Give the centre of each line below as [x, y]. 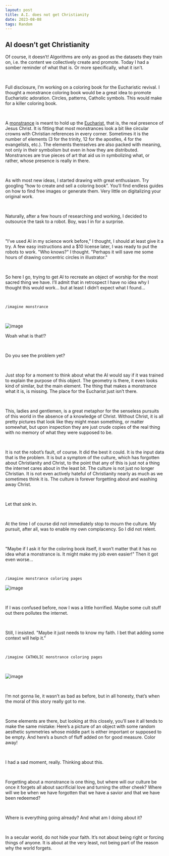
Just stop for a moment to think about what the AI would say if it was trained [84, 375]
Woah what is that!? [26, 336]
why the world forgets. [29, 848]
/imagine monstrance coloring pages [44, 579]
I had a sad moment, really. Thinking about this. [54, 762]
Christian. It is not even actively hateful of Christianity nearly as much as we [84, 474]
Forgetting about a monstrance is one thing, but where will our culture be [81, 782]
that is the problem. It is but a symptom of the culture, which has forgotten [82, 458]
